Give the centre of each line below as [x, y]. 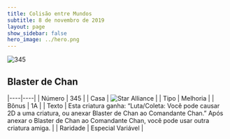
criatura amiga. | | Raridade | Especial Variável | [76, 128]
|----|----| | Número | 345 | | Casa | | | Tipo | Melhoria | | [111, 98]
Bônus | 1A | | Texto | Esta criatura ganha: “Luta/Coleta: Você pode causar [114, 105]
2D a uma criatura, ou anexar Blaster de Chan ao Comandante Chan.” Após [115, 113]
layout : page [26, 27]
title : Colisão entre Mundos [50, 14]
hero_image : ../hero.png [43, 40]
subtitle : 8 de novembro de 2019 [56, 20]
